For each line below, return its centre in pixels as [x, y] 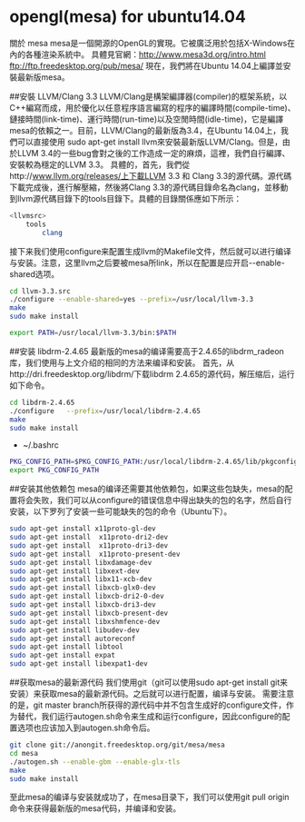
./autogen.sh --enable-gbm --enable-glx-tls [95, 762]
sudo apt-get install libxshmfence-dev [85, 621]
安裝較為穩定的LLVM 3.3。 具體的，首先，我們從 [100, 164]
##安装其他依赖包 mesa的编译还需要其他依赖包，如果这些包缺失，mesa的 [148, 489]
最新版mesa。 [43, 77]
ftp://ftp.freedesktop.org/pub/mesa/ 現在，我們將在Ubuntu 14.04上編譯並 [147, 65]
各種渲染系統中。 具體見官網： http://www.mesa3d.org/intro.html [145, 54]
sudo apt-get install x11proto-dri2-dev [89, 538]
